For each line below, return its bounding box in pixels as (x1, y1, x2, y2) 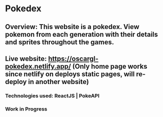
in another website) (28, 77, 89, 86)
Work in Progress (5, 105, 48, 112)
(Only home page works (72, 62, 148, 70)
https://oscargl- (48, 55, 98, 63)
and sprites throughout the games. (5, 38, 114, 46)
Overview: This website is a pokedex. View (5, 23, 139, 31)
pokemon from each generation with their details (5, 30, 159, 38)
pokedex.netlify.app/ (5, 62, 71, 70)
